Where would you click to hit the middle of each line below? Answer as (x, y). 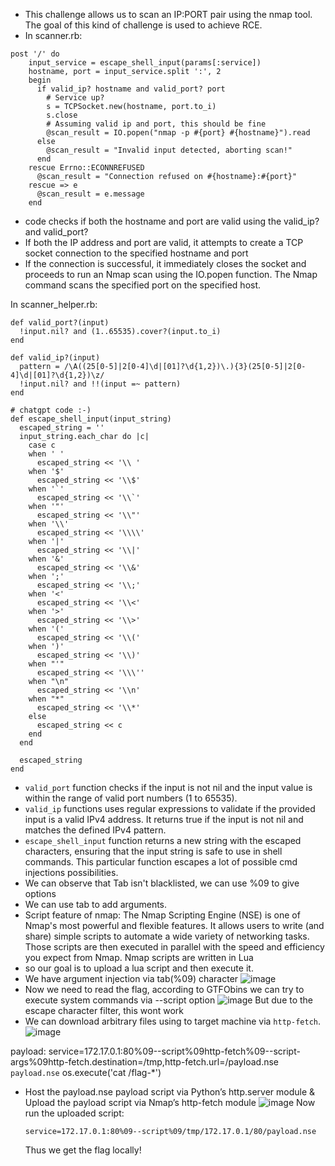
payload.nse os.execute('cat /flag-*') (86, 1072)
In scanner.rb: (53, 35)
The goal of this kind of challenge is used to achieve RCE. (143, 25)
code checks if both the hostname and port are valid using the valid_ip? (172, 221)
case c (42, 445)
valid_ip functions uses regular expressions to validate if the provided (170, 808)
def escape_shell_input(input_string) (91, 419)
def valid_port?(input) (60, 323)
